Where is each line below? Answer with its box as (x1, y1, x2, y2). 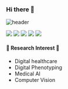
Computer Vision (14, 76, 56, 83)
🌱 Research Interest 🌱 (6, 44, 60, 51)
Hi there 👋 (6, 5, 35, 14)
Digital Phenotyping (14, 64, 63, 71)
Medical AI (14, 70, 41, 77)
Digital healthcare (14, 57, 57, 64)
